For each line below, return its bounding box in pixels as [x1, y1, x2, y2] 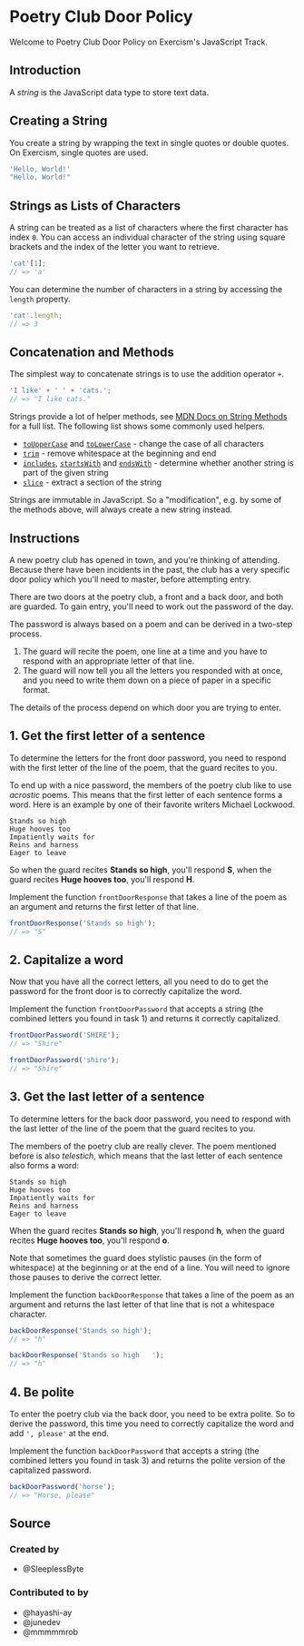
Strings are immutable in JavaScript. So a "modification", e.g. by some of [9, 495, 282, 506]
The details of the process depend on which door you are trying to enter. [9, 702, 281, 713]
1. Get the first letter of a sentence [9, 728, 206, 744]
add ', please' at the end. [9, 1428, 109, 1438]
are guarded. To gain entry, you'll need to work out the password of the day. [9, 601, 294, 612]
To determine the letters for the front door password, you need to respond [9, 752, 287, 764]
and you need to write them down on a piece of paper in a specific [22, 675, 272, 685]
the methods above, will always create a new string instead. [9, 504, 233, 515]
